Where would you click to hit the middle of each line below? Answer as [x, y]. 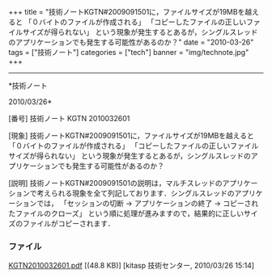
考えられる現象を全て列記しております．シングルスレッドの [135, 193]
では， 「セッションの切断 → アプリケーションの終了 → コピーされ [147, 203]
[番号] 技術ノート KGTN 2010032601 [69, 118]
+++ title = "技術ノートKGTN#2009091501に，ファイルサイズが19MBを [127, 12]
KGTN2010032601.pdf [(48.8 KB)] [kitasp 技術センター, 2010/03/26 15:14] [132, 266]
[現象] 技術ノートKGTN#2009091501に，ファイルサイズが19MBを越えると [132, 135]
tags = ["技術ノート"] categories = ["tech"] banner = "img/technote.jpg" [129, 52]
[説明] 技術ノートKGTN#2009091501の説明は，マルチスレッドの [115, 183]
